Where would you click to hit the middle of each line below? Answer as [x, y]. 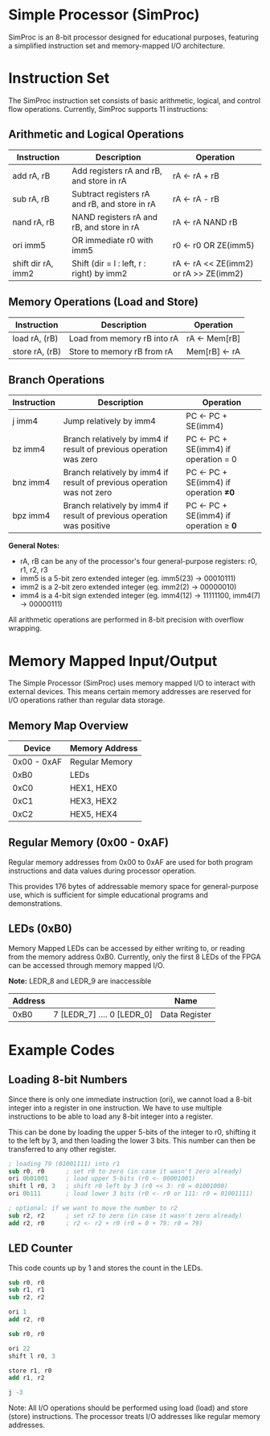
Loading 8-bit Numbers [68, 1080]
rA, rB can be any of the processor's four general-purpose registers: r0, [139, 561]
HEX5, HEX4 [94, 814]
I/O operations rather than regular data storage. [87, 700]
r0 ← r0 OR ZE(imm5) [213, 245]
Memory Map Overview [68, 725]
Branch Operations [57, 380]
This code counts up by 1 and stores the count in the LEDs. [106, 1268]
